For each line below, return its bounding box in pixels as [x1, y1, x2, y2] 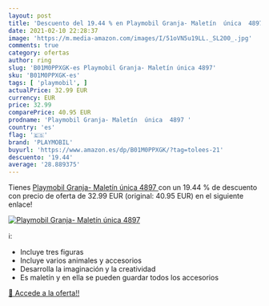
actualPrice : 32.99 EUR [8, 86, 88, 95]
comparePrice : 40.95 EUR [8, 109, 91, 117]
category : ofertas [8, 49, 70, 57]
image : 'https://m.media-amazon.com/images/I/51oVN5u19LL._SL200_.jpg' [8, 34, 252, 42]
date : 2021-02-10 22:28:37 [8, 26, 98, 34]
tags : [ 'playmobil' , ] [8, 79, 88, 87]
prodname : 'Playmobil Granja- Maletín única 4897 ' [8, 116, 192, 124]
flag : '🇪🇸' [8, 131, 48, 139]
